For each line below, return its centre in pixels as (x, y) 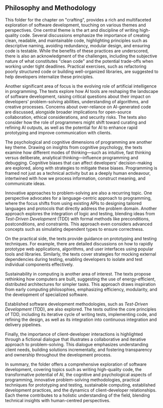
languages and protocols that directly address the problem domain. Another (81, 208)
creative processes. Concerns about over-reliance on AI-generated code (78, 107)
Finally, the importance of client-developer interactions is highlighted (74, 334)
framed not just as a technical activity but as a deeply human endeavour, (78, 173)
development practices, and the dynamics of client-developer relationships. (81, 390)
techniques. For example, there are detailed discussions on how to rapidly (79, 243)
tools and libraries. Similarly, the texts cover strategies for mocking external (81, 254)
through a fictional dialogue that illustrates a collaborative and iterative (75, 339)
